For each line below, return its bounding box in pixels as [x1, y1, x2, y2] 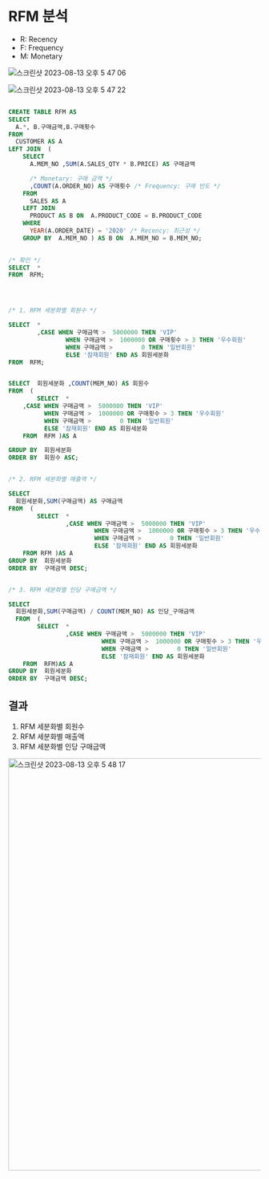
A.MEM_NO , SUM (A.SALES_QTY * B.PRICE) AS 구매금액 [29, 160, 196, 168]
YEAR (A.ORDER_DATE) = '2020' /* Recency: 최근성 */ [29, 227, 201, 235]
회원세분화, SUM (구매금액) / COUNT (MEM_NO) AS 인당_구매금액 [15, 608, 195, 616]
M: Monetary [19, 51, 62, 61]
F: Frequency [19, 42, 64, 52]
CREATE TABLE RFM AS [8, 107, 78, 116]
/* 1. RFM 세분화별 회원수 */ [8, 306, 98, 315]
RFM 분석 [8, 7, 69, 26]
